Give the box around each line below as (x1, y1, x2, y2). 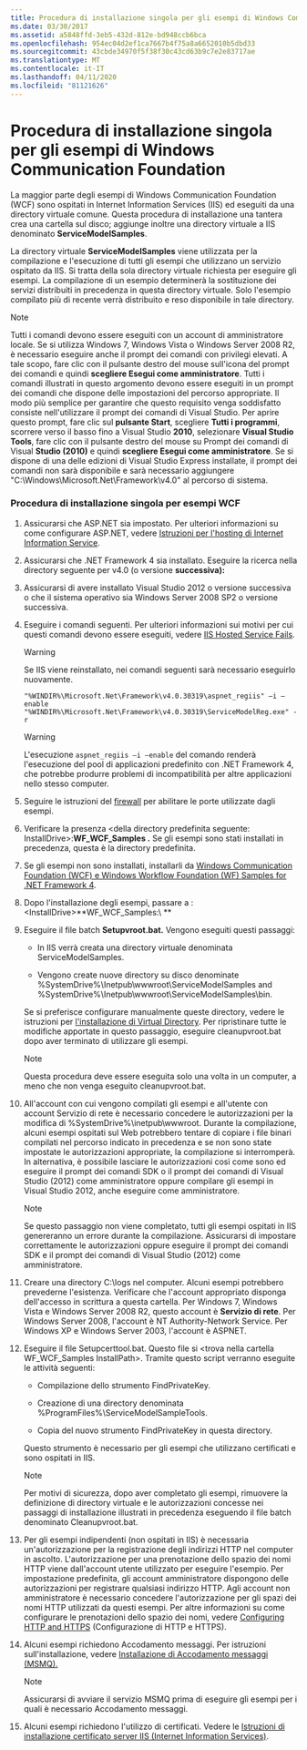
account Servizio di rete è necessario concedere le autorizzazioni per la (23, 1108, 294, 1119)
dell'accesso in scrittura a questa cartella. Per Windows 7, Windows (23, 1295, 278, 1307)
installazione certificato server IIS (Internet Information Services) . (23, 1730, 270, 1741)
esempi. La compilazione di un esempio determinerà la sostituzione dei (10, 274, 277, 285)
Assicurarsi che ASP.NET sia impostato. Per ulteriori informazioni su (23, 517, 279, 528)
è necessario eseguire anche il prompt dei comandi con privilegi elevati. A (10, 348, 288, 360)
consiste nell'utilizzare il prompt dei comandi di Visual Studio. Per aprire (10, 406, 280, 417)
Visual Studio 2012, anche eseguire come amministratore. (23, 1185, 240, 1196)
